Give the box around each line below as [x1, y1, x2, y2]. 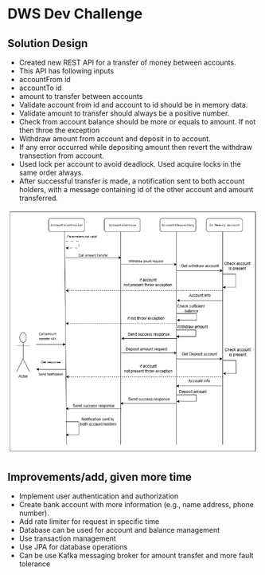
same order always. [18, 168, 84, 177]
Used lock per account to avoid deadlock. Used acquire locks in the [18, 160, 242, 168]
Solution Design [7, 37, 88, 50]
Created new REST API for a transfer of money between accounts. [18, 57, 236, 67]
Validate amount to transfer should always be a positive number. [18, 108, 230, 118]
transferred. [18, 193, 59, 203]
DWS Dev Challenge [7, 5, 143, 23]
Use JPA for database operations [18, 542, 128, 551]
